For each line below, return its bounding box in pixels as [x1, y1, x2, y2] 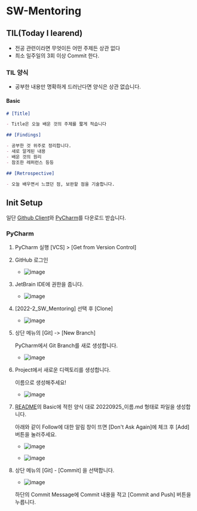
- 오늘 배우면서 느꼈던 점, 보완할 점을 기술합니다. [6, 181, 115, 187]
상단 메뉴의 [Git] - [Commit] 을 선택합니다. [14, 467, 115, 474]
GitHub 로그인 [14, 256, 49, 264]
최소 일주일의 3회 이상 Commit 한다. [14, 52, 100, 59]
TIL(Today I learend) [6, 28, 83, 38]
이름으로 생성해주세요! [14, 379, 67, 386]
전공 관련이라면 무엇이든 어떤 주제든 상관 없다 [14, 45, 121, 51]
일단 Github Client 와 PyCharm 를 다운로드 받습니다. [6, 214, 127, 222]
